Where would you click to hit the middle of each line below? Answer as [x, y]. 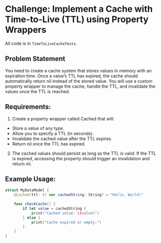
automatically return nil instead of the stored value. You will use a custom [79, 81]
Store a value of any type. [38, 128]
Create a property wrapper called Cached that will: [63, 119]
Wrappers [26, 30]
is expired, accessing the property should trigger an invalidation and [81, 158]
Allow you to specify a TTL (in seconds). [53, 133]
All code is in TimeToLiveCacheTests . [41, 43]
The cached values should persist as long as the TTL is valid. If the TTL [84, 153]
